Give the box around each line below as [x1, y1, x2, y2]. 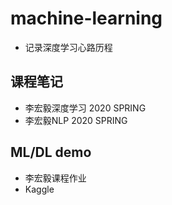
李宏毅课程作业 [24, 172, 87, 184]
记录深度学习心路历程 [24, 41, 113, 53]
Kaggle [24, 183, 55, 195]
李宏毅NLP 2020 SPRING [24, 114, 128, 126]
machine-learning [10, 7, 163, 30]
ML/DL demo [10, 144, 92, 161]
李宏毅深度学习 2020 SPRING [24, 102, 147, 114]
